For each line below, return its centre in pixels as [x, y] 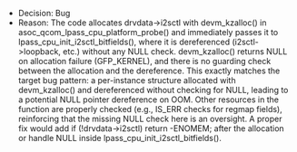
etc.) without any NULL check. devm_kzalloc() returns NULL [175, 52]
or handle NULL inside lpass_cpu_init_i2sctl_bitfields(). [120, 138]
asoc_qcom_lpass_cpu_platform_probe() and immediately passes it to [148, 32]
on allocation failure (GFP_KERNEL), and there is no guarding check [144, 61]
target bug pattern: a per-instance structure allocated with [127, 80]
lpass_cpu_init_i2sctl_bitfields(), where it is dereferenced [124, 42]
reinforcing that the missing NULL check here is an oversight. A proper [150, 119]
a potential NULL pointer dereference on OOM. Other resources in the [148, 100]
